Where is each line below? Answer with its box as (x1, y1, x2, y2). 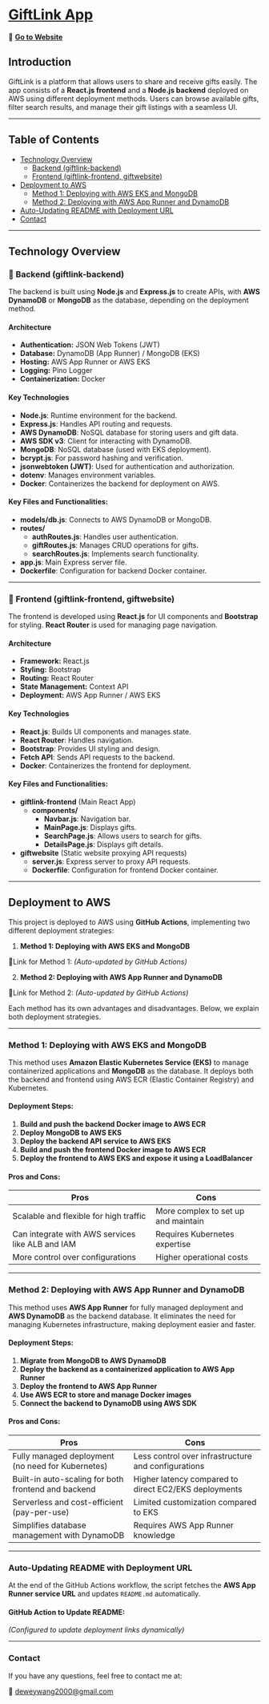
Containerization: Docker (19, 374, 106, 384)
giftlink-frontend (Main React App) (19, 796, 136, 807)
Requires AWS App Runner (133, 1520, 234, 1531)
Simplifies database (12, 1520, 86, 1531)
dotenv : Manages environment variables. (19, 470, 156, 480)
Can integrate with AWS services (12, 1228, 136, 1240)
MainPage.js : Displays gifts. (43, 822, 137, 832)
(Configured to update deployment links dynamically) (8, 1625, 185, 1635)
